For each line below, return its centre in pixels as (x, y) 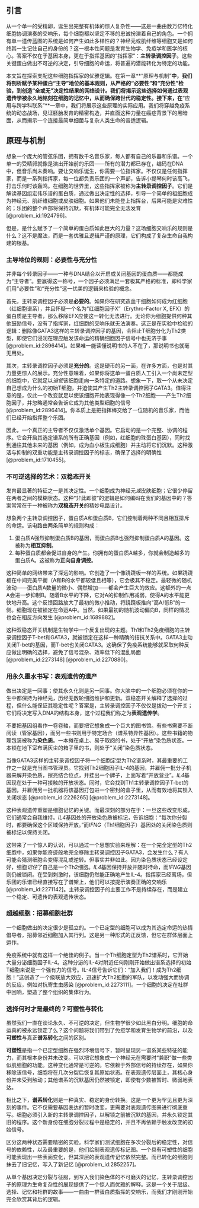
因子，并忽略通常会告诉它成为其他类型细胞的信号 (71, 403)
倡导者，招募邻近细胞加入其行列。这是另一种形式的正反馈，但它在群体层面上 (99, 935)
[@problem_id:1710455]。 (38, 460)
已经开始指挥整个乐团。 (40, 417)
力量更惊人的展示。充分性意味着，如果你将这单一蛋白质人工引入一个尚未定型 (99, 373)
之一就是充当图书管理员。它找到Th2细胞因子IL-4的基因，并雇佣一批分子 (99, 767)
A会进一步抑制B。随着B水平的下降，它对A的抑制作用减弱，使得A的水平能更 (98, 595)
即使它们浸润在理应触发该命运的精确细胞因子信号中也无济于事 (92, 338)
